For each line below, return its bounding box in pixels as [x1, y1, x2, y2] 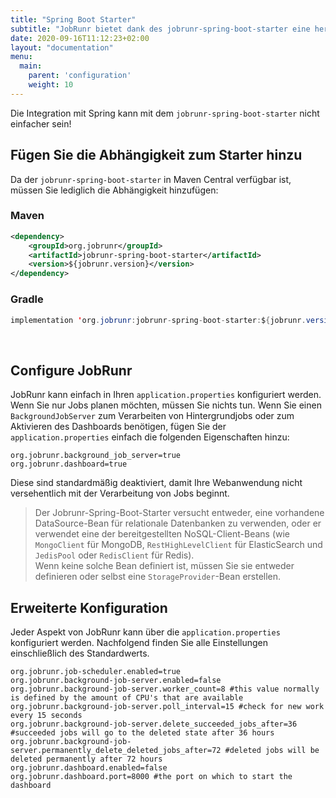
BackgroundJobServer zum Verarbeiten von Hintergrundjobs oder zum [10, 410, 295, 422]
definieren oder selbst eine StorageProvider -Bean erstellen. [34, 571, 282, 583]
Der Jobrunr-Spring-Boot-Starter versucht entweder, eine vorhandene [34, 507, 325, 519]
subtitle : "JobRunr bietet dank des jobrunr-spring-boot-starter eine [10, 24, 311, 34]
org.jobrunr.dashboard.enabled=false [10, 763, 168, 773]
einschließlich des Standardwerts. [10, 647, 150, 660]
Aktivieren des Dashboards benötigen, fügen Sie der [10, 421, 227, 433]
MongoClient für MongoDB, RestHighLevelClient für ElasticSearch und [34, 539, 323, 551]
